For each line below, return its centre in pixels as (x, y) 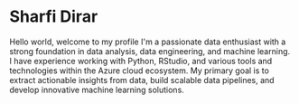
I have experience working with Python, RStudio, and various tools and (141, 61)
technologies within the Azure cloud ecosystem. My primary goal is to (139, 71)
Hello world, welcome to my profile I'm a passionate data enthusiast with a (148, 42)
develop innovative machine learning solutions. (97, 90)
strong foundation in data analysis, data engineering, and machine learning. (150, 51)
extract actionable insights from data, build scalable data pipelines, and (142, 80)
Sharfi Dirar (54, 17)
